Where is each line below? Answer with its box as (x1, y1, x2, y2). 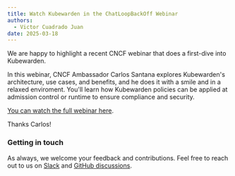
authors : (7, 17, 33, 24)
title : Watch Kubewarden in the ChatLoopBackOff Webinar (7, 10, 179, 18)
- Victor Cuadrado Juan (13, 23, 83, 30)
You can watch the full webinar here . (7, 106, 114, 115)
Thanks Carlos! (7, 120, 52, 129)
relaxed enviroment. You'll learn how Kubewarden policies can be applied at (7, 85, 228, 94)
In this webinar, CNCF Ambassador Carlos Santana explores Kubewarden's (7, 70, 226, 79)
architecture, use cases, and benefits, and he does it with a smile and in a (7, 78, 221, 87)
